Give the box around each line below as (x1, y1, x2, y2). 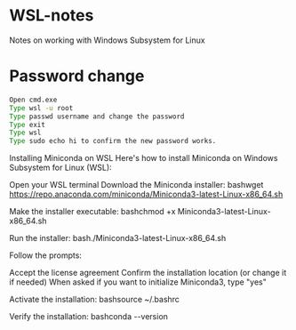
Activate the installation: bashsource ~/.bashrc (9, 294, 180, 305)
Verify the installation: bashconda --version (9, 311, 169, 322)
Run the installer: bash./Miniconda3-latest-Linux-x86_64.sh (9, 233, 227, 244)
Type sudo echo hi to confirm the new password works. (9, 137, 217, 146)
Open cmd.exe (9, 95, 58, 104)
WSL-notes (9, 5, 94, 26)
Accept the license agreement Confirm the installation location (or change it (9, 268, 287, 278)
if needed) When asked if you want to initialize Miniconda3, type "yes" (9, 277, 267, 287)
